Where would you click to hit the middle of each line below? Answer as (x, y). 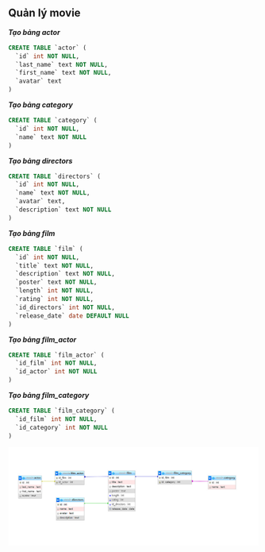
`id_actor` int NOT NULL (56, 372)
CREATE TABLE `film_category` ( (61, 411)
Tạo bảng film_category (49, 396)
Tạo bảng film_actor (42, 339)
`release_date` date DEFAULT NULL (72, 316)
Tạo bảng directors (40, 160)
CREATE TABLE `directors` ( (55, 176)
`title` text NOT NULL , (54, 265)
